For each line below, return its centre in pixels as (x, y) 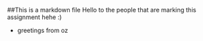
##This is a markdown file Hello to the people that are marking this (102, 10)
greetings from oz (42, 30)
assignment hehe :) (35, 17)
